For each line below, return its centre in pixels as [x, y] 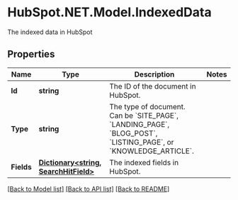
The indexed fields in [144, 162]
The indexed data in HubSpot [50, 32]
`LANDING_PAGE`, [140, 124]
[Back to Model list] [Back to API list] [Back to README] [89, 189]
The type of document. [147, 106]
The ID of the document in [153, 86]
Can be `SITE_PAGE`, [144, 116]
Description [154, 74]
